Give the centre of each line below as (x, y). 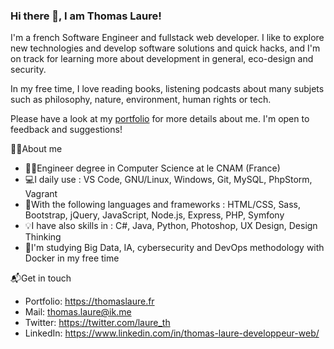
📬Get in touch (41, 278)
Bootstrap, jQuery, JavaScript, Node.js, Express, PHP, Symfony (154, 215)
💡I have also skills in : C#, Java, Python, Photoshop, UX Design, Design (171, 226)
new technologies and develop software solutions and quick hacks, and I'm (165, 48)
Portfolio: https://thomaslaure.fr (89, 301)
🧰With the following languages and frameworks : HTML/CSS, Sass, (163, 205)
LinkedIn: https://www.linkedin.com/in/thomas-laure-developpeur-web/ (172, 333)
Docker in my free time (72, 258)
